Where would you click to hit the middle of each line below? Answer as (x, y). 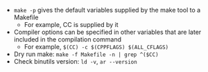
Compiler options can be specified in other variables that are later (107, 32)
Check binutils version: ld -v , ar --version (75, 61)
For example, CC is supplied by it (71, 25)
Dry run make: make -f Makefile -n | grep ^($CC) (86, 54)
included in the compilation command (67, 39)
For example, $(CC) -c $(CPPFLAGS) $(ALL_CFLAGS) (96, 47)
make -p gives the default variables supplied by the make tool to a (107, 10)
